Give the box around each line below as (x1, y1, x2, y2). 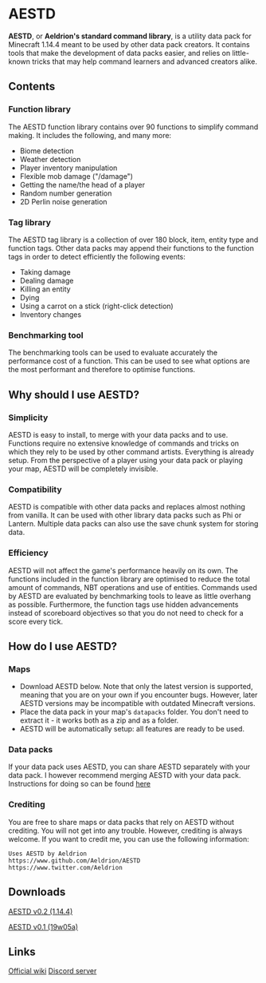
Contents (8, 80, 56, 93)
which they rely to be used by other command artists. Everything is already (8, 446, 255, 456)
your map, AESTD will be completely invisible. (8, 464, 158, 474)
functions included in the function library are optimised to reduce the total (8, 574, 251, 584)
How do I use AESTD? (8, 640, 118, 653)
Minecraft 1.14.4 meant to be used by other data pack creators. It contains (8, 39, 250, 49)
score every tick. (8, 616, 64, 626)
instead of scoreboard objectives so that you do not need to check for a (8, 608, 244, 617)
